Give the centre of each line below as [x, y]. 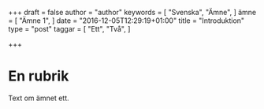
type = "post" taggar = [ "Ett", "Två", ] [69, 29]
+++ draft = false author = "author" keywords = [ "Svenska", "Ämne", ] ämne [132, 12]
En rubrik [39, 76]
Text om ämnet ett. [39, 98]
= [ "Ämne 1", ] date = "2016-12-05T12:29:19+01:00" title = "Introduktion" [126, 21]
